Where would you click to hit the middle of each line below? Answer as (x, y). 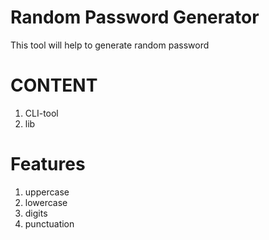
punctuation (49, 223)
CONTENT (54, 85)
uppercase (47, 192)
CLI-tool (41, 113)
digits (36, 213)
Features (48, 164)
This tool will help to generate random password (110, 45)
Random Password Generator (135, 17)
